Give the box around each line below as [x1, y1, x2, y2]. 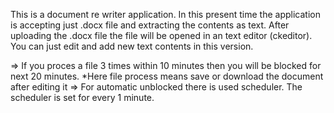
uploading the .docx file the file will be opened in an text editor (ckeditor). [10, 30, 313, 41]
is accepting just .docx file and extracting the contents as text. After [10, 19, 290, 31]
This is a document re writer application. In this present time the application [10, 9, 321, 20]
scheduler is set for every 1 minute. [10, 92, 155, 103]
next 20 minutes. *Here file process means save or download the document [10, 70, 324, 82]
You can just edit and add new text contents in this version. [10, 40, 254, 52]
